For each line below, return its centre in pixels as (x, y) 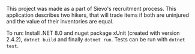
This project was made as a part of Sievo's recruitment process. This (91, 9)
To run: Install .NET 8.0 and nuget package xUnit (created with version (93, 33)
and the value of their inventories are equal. (60, 21)
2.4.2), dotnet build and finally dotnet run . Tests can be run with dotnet (96, 39)
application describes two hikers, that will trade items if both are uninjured (98, 15)
